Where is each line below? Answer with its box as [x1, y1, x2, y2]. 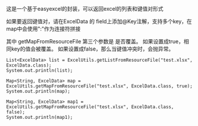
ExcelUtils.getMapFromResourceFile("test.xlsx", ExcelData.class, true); [6, 83, 193, 89]
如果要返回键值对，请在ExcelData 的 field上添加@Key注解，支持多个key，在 [6, 18, 192, 25]
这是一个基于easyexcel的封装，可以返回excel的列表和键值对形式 [6, 5, 164, 12]
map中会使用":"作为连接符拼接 [6, 26, 81, 32]
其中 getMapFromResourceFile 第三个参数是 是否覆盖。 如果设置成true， [6, 38, 184, 45]
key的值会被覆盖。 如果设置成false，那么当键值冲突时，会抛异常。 [11, 45, 174, 52]
